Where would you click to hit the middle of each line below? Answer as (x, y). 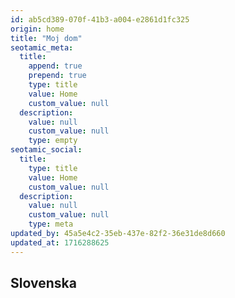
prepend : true (57, 76)
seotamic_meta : (42, 47)
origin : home (37, 29)
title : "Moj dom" (46, 38)
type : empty (53, 141)
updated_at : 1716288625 (60, 242)
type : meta (51, 224)
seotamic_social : (46, 150)
